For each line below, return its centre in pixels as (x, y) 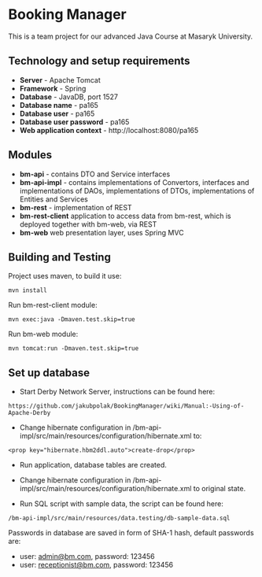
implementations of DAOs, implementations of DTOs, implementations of (137, 190)
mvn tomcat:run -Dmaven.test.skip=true (74, 349)
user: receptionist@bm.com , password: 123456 (96, 565)
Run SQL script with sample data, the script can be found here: (122, 504)
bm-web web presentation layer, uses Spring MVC (101, 232)
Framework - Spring (53, 88)
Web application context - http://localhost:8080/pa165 (109, 130)
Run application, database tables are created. (93, 465)
